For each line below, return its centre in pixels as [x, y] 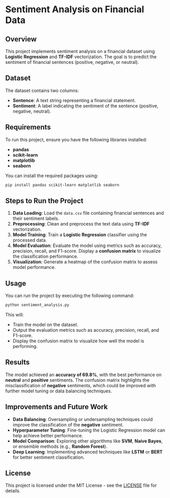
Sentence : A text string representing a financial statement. [74, 100]
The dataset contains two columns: [42, 90]
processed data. [30, 240]
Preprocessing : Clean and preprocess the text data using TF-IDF [81, 224]
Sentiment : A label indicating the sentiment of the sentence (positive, [86, 106]
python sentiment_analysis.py [37, 305]
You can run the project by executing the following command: [70, 296]
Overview [21, 39]
